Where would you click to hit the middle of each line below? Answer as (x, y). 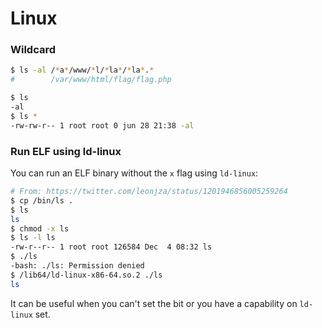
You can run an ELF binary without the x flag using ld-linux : (134, 173)
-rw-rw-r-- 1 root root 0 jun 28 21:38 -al (102, 125)
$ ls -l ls (33, 238)
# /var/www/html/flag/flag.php (91, 80)
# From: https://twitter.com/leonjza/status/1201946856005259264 (149, 192)
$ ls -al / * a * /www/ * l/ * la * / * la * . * (82, 70)
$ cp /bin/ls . (42, 200)
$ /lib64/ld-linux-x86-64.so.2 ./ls (86, 275)
